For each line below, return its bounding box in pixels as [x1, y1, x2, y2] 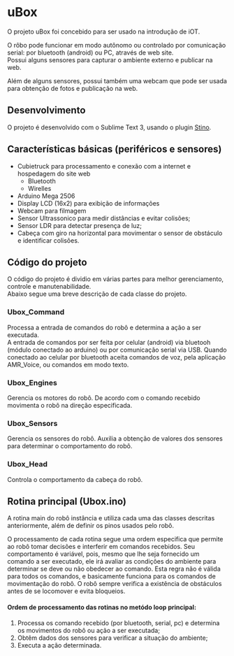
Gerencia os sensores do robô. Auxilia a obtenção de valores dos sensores [7, 434, 224, 443]
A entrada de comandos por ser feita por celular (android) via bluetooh [7, 338, 211, 346]
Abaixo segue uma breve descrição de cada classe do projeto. [7, 290, 187, 298]
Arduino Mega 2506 [17, 192, 75, 200]
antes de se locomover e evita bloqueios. [7, 587, 126, 595]
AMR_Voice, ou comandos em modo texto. [7, 360, 129, 369]
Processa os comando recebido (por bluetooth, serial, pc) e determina [17, 618, 220, 627]
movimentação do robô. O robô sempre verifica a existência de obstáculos [7, 580, 222, 588]
